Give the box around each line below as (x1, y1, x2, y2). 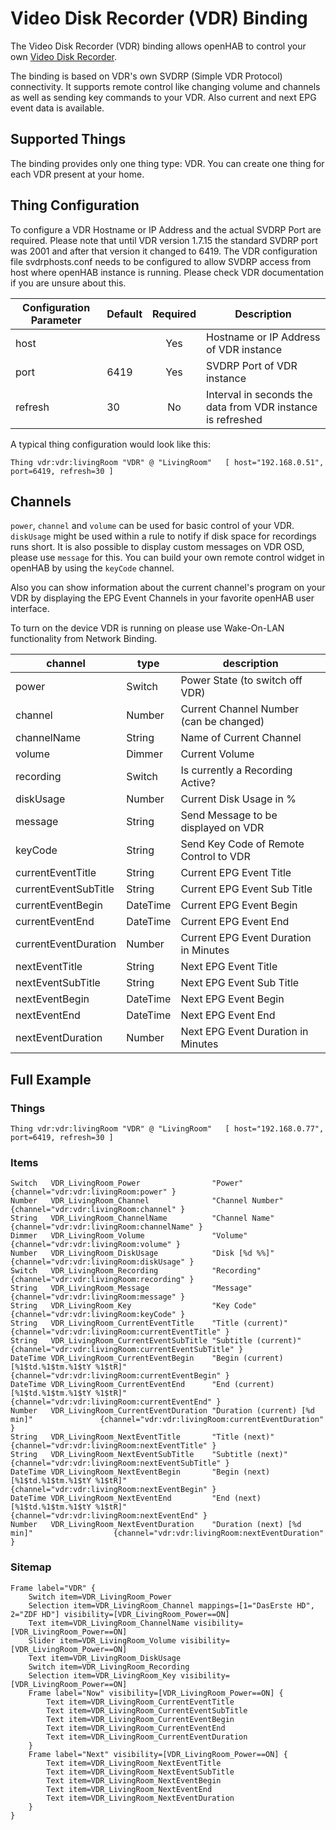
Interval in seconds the (205, 387, 313, 401)
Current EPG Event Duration (180, 931, 312, 945)
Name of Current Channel (180, 731, 302, 745)
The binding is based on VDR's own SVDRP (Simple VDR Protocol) (10, 70, 283, 82)
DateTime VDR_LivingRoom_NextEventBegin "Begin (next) (10, 1467, 271, 1477)
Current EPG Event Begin (180, 898, 298, 912)
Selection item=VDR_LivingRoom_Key (28, 1670, 177, 1681)
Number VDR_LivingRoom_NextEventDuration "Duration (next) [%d (10, 1520, 302, 1530)
